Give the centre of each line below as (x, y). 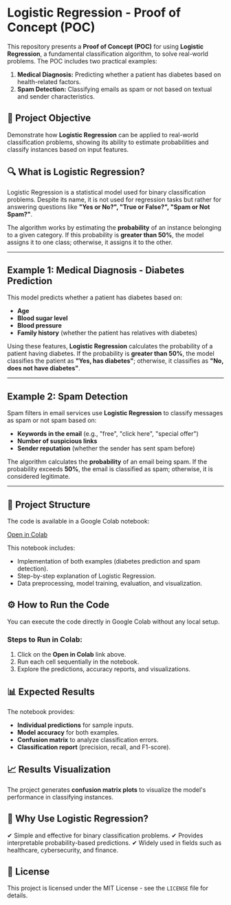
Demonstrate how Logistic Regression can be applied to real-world (103, 135)
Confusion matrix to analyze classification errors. (88, 739)
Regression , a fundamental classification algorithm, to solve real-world (108, 54)
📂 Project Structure (49, 505)
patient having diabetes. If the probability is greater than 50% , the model (111, 354)
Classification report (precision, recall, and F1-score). (93, 747)
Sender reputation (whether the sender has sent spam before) (106, 448)
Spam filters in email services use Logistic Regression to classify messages (115, 413)
